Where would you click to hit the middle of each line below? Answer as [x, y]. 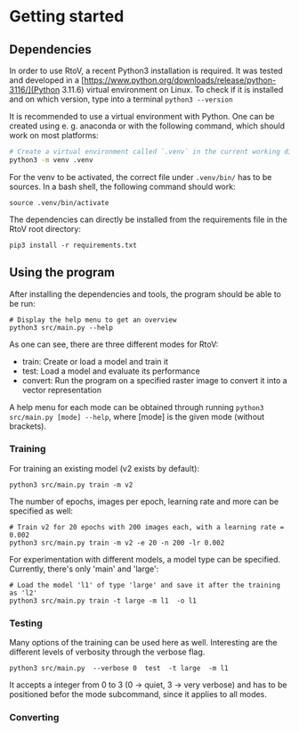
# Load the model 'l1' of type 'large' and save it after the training [145, 585]
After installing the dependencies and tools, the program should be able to [145, 294]
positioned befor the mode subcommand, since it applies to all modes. [138, 695]
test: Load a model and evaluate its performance [111, 371]
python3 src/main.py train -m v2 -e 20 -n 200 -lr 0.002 [117, 543]
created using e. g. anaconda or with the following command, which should [147, 126]
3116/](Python [35, 90]
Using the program [62, 272]
